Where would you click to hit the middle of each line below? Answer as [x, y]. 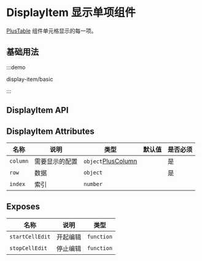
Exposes [23, 207]
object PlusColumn [111, 161]
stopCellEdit [29, 248]
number [93, 184]
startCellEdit [30, 236]
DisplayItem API [37, 110]
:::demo [16, 67]
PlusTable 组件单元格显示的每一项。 [52, 31]
